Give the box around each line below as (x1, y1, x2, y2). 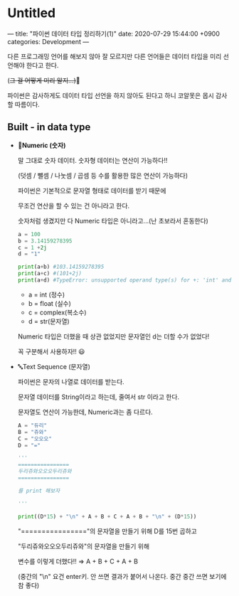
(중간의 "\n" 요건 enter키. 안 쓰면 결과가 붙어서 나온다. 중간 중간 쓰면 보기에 (17, 572, 227, 580)
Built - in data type (7, 121, 91, 133)
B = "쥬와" (17, 428, 48, 435)
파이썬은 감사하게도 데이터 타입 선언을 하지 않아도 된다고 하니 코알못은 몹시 (7, 91, 215, 100)
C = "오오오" (17, 435, 52, 442)
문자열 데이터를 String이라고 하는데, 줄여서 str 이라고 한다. (17, 393, 180, 401)
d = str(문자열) (28, 316, 70, 325)
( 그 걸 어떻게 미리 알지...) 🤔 (7, 76, 80, 85)
